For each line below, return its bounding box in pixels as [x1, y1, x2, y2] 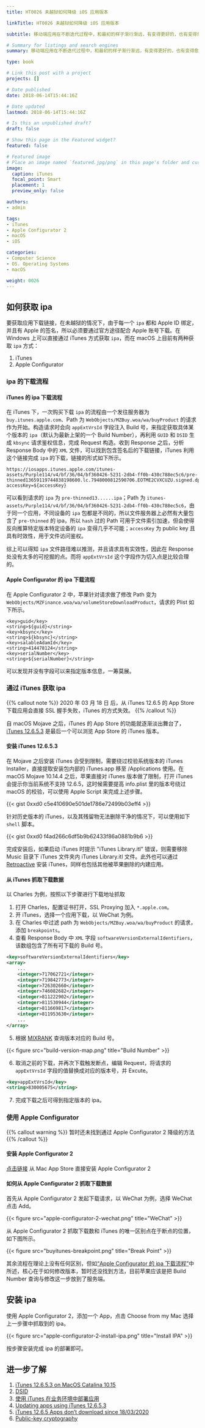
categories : [6, 249, 37, 256]
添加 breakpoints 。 [15, 926, 63, 934]
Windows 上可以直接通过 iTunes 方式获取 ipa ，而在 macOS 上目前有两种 [6, 334, 189, 342]
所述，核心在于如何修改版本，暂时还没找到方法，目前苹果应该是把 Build [6, 1268, 186, 1275]
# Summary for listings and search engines [6, 42, 119, 48]
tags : [6, 216, 20, 222]
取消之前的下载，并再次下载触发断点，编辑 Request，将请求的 [15, 1059, 171, 1066]
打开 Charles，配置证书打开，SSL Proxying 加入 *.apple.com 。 [15, 904, 173, 911]
